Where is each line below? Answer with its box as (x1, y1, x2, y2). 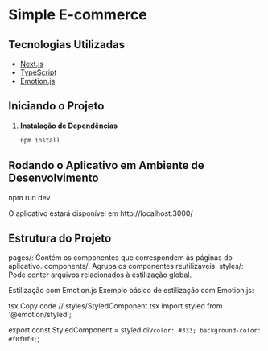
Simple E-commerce (8, 6, 147, 24)
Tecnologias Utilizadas (8, 38, 126, 52)
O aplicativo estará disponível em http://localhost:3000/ (8, 208, 193, 218)
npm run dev (8, 192, 51, 202)
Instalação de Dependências (19, 121, 118, 130)
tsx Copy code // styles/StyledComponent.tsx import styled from (8, 301, 223, 311)
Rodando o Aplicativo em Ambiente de (8, 159, 205, 172)
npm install (19, 136, 60, 144)
